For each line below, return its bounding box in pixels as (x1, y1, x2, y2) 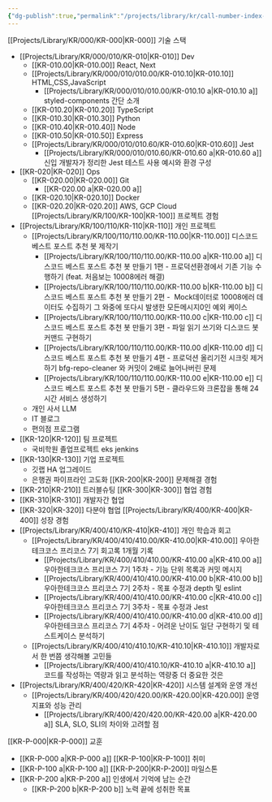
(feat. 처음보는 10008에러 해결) (65, 271, 166, 281)
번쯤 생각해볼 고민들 (49, 651, 113, 661)
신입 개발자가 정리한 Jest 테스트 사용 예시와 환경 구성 (43, 157, 212, 167)
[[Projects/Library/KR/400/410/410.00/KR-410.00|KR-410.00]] (31, 535, 239, 545)
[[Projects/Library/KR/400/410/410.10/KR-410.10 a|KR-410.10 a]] (43, 660, 257, 670)
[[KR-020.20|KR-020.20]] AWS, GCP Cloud (31, 200, 177, 211)
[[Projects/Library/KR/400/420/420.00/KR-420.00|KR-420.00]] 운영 (31, 690, 260, 700)
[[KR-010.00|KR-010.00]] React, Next (31, 60, 156, 70)
